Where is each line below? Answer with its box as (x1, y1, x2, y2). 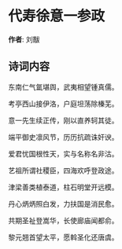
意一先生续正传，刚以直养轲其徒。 (8, 115, 119, 125)
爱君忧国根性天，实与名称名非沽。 (8, 148, 119, 158)
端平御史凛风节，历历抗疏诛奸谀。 (8, 132, 119, 141)
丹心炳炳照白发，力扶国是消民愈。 (8, 199, 119, 208)
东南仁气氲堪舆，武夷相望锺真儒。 (8, 82, 119, 91)
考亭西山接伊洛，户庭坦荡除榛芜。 (8, 99, 119, 108)
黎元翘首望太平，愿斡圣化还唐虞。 (8, 233, 119, 242)
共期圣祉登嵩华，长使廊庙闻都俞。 (8, 215, 119, 225)
